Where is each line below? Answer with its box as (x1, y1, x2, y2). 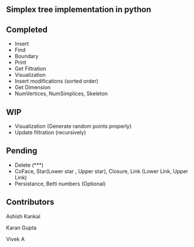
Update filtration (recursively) (14, 129, 86, 136)
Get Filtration (14, 65, 46, 72)
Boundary (14, 53, 39, 60)
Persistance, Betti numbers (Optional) (14, 180, 106, 187)
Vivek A (6, 235, 25, 242)
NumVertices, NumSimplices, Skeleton (14, 90, 108, 97)
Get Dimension (14, 84, 51, 91)
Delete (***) (14, 161, 44, 168)
